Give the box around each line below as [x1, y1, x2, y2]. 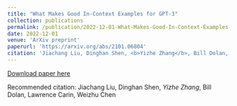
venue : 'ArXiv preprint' [7, 37, 80, 44]
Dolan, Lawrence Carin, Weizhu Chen [7, 90, 116, 99]
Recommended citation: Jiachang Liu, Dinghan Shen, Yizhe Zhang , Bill [7, 83, 212, 91]
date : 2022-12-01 [7, 30, 59, 37]
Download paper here [7, 69, 71, 78]
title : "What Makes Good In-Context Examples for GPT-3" [7, 10, 178, 18]
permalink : [7, 23, 39, 30]
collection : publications [7, 17, 83, 24]
